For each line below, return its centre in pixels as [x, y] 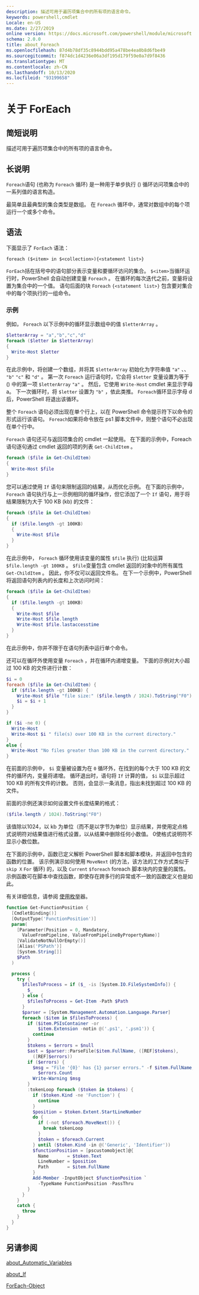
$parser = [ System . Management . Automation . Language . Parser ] [96, 1012]
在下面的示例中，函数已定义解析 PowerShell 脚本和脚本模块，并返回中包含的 [99, 854]
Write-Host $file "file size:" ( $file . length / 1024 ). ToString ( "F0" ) [105, 696]
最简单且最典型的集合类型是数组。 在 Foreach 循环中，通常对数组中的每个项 [98, 204]
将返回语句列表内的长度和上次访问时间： [55, 581]
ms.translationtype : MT [36, 61]
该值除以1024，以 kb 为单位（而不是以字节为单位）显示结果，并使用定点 [94, 827]
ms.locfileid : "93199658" [38, 78]
